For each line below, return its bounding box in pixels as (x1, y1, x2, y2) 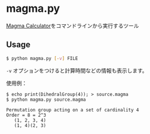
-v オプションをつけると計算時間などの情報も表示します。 (6, 67, 148, 74)
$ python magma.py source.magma (6, 97, 86, 103)
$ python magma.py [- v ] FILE (6, 55, 78, 61)
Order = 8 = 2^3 (6, 112, 46, 118)
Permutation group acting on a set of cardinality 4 (6, 107, 139, 113)
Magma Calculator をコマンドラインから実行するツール (6, 22, 139, 29)
